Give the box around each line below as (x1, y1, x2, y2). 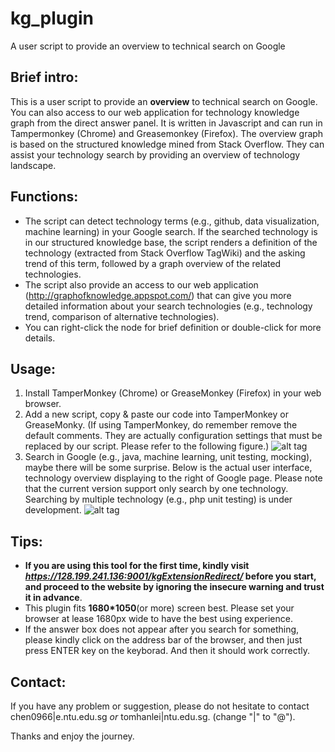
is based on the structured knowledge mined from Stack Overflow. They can (10, 138, 325, 150)
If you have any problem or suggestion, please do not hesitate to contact (10, 700, 310, 712)
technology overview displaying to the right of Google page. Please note (24, 472, 323, 484)
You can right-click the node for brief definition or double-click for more (24, 321, 322, 333)
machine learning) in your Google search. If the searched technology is (24, 225, 318, 237)
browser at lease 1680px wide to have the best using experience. (24, 613, 293, 625)
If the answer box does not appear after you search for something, (24, 623, 300, 636)
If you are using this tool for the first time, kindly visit (24, 560, 250, 572)
